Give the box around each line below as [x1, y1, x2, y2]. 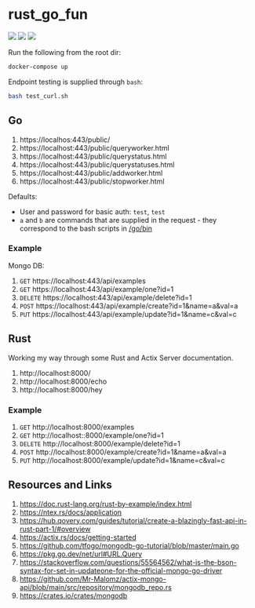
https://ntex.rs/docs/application [19, 508, 122, 517]
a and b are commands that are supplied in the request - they [19, 215, 217, 224]
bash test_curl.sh [8, 92, 68, 100]
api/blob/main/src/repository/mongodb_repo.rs [19, 582, 173, 592]
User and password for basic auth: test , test [19, 206, 166, 217]
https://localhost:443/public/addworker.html [19, 168, 163, 177]
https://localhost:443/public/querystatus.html [19, 151, 167, 161]
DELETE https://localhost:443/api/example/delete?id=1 [19, 293, 192, 302]
